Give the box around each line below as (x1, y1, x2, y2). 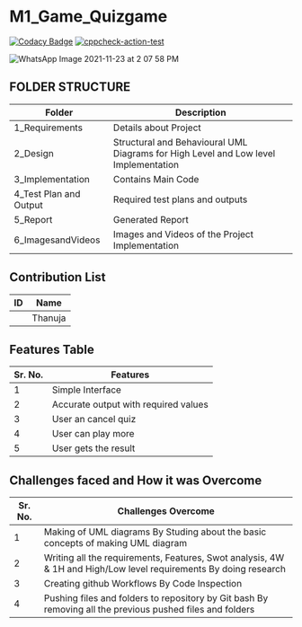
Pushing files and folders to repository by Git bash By (43, 592, 269, 605)
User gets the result (51, 442, 136, 455)
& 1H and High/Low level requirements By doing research (43, 563, 286, 576)
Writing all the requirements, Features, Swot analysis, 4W (43, 552, 285, 564)
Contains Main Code (112, 172, 200, 185)
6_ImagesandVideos (13, 234, 101, 246)
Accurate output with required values (51, 398, 209, 411)
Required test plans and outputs (112, 193, 248, 206)
